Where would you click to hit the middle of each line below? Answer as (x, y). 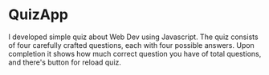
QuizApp (39, 15)
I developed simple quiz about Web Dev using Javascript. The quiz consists (133, 37)
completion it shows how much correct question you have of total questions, (135, 53)
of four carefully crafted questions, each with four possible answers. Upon (131, 45)
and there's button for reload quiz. (65, 62)
